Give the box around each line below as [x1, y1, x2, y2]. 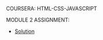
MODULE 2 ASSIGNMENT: [6, 16, 70, 23]
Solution [14, 28, 35, 35]
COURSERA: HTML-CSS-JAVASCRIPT [6, 5, 98, 12]
